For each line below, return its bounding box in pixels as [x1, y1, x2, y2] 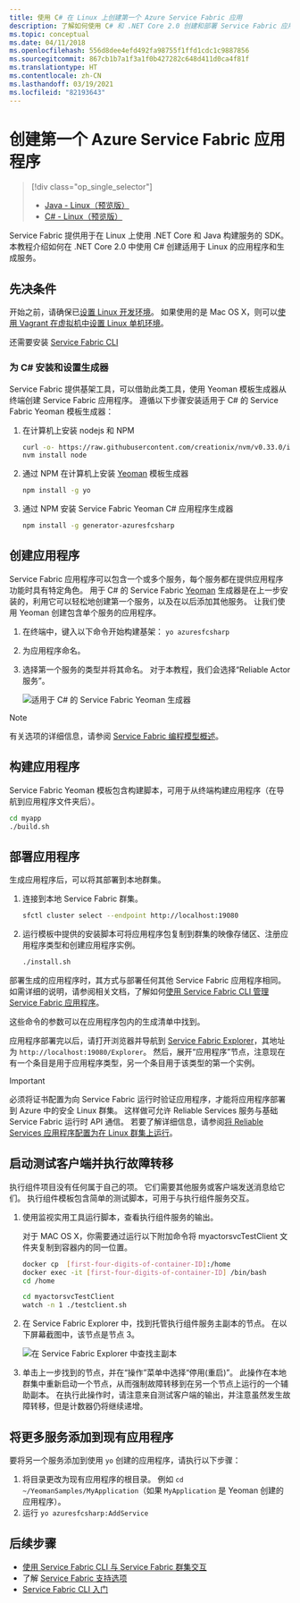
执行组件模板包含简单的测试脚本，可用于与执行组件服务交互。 [26, 1193, 254, 1203]
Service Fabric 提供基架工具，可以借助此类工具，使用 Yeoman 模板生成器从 [9, 384, 287, 394]
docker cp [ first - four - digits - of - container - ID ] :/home [21, 1260, 231, 1269]
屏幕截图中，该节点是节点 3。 [29, 1329, 140, 1340]
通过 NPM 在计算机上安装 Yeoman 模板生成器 [21, 468, 189, 479]
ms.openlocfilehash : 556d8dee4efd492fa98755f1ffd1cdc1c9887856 [9, 46, 250, 55]
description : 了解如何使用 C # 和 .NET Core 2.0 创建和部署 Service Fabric [9, 21, 278, 30]
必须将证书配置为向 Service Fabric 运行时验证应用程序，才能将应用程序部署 [9, 1093, 287, 1104]
